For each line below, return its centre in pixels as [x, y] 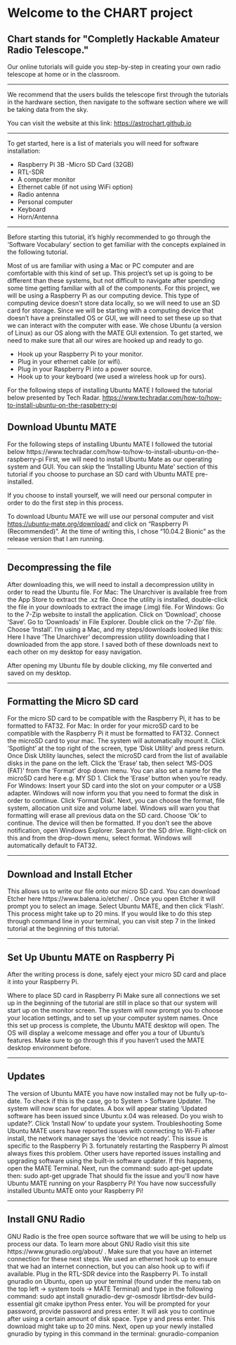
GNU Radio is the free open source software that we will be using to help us [117, 1236]
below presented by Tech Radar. [54, 398]
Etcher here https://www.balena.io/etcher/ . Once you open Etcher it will [111, 899]
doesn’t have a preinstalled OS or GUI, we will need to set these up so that [115, 318]
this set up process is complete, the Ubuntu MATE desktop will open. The [113, 1025]
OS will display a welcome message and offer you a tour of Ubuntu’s [106, 1033]
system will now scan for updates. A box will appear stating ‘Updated [107, 1108]
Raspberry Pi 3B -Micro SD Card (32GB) [76, 164]
